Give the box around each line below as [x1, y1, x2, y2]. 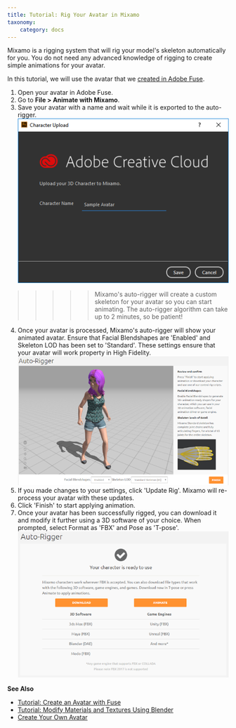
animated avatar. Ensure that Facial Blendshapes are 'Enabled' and [17, 333, 211, 342]
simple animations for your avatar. [7, 61, 105, 70]
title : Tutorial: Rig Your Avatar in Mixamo [7, 11, 140, 18]
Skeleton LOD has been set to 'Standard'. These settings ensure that [17, 340, 216, 349]
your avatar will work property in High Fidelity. [17, 348, 151, 357]
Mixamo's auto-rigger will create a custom [94, 290, 218, 298]
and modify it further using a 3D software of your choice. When [17, 516, 202, 524]
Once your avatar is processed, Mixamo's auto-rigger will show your [17, 326, 216, 334]
